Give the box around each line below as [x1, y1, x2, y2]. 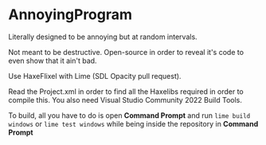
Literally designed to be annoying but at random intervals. [8, 32, 198, 41]
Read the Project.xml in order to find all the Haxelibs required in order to [8, 86, 244, 96]
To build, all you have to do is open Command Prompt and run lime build [8, 110, 251, 120]
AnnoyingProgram [8, 6, 133, 24]
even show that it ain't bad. [8, 56, 97, 65]
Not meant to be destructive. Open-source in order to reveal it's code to [8, 47, 244, 57]
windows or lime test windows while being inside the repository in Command [8, 119, 259, 128]
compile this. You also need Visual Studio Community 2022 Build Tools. [8, 95, 243, 104]
